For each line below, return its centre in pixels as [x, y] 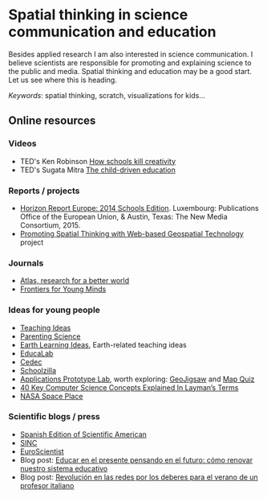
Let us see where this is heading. [63, 80]
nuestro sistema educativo [64, 468]
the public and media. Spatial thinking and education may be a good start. [130, 71]
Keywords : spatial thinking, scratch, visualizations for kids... [107, 95]
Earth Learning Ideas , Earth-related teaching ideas [103, 344]
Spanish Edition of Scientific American [83, 434]
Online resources [52, 121]
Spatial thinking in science [98, 15]
